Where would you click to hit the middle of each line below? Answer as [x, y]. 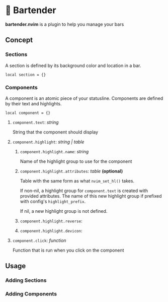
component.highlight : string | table [48, 142]
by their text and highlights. [33, 103]
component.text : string [35, 122]
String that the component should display [55, 132]
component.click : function [39, 240]
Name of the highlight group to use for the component [76, 161]
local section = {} [26, 75]
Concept [19, 40]
